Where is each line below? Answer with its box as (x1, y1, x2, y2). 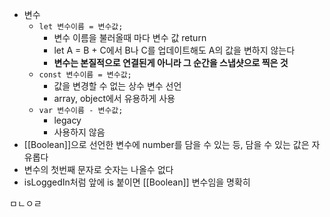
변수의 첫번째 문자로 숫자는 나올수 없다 (23, 164, 174, 175)
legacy (53, 114, 82, 126)
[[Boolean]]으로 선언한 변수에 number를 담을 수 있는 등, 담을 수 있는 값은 (23, 139, 310, 150)
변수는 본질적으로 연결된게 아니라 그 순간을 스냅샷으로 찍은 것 (53, 57, 289, 68)
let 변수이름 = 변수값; (38, 22, 124, 32)
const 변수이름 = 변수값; (38, 70, 132, 80)
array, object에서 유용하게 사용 (53, 93, 176, 104)
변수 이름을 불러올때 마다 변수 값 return (53, 32, 207, 43)
